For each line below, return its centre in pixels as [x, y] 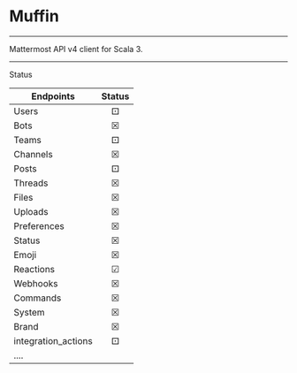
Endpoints [53, 96]
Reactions [34, 269]
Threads [31, 183]
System [30, 312]
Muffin [34, 16]
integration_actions [53, 340]
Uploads [31, 211]
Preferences [39, 225]
